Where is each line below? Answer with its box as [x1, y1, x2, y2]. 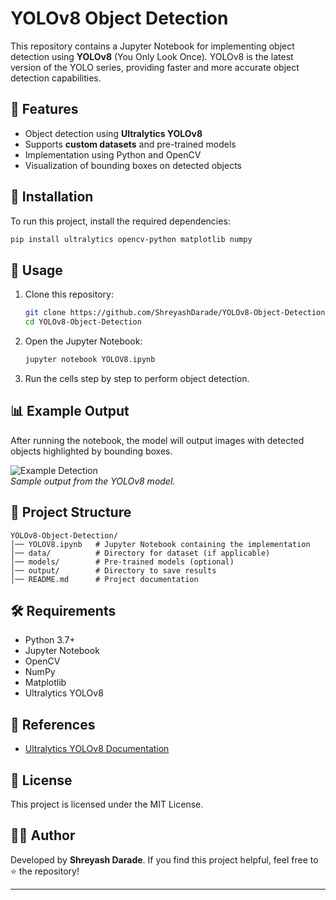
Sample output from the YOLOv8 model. [10, 475, 176, 487]
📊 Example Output [10, 403, 130, 420]
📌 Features [10, 101, 79, 118]
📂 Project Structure [10, 504, 132, 521]
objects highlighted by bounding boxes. [10, 445, 173, 457]
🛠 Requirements [10, 602, 117, 619]
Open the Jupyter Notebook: [24, 335, 143, 347]
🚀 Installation [10, 188, 94, 206]
